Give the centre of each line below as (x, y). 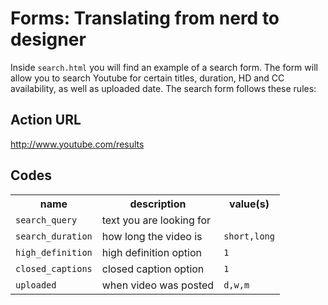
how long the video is (152, 236)
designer (48, 39)
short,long (249, 236)
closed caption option (153, 269)
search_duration (54, 236)
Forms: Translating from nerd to (145, 18)
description (158, 204)
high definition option (151, 252)
